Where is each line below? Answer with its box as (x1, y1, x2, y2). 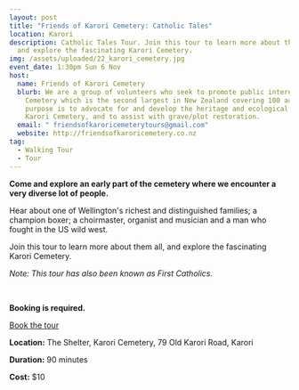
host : (9, 71, 29, 80)
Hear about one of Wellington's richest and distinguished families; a (9, 205, 258, 215)
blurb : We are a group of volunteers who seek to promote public (17, 87, 265, 96)
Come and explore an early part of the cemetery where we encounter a (9, 178, 277, 189)
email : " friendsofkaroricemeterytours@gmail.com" (17, 121, 209, 130)
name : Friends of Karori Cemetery (17, 79, 145, 88)
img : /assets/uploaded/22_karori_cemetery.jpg (9, 54, 185, 63)
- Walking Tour (17, 145, 74, 154)
